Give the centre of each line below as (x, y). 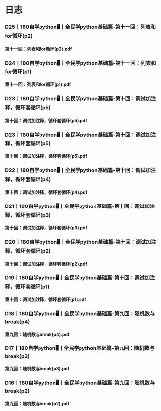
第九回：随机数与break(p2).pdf (37, 403)
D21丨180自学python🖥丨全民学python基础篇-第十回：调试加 (77, 206)
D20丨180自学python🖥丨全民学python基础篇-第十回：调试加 (78, 242)
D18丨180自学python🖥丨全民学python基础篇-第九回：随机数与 (80, 314)
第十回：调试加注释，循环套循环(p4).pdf (46, 192)
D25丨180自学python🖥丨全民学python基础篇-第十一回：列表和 (80, 27)
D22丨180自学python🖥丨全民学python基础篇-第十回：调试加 (78, 170)
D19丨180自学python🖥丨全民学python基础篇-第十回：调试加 (77, 277)
